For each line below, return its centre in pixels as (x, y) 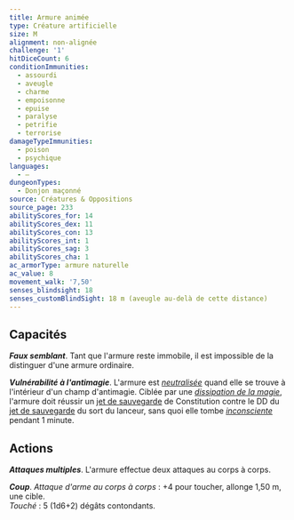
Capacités (38, 334)
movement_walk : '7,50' (51, 282)
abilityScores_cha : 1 (49, 257)
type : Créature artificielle (63, 26)
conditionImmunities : (49, 68)
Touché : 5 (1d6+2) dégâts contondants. (82, 506)
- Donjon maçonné (49, 191)
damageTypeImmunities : (51, 141)
